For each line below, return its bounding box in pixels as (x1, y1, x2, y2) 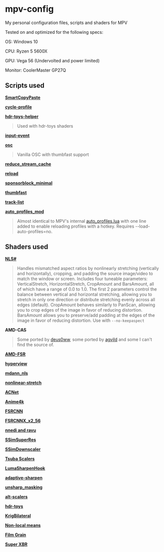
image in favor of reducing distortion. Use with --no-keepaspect (17, 317, 145, 323)
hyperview (5, 361, 28, 367)
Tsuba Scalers (5, 455, 35, 462)
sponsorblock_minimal (5, 180, 53, 186)
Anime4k (5, 398, 24, 404)
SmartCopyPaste (5, 94, 41, 100)
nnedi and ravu (5, 427, 37, 433)
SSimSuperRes (5, 437, 37, 443)
